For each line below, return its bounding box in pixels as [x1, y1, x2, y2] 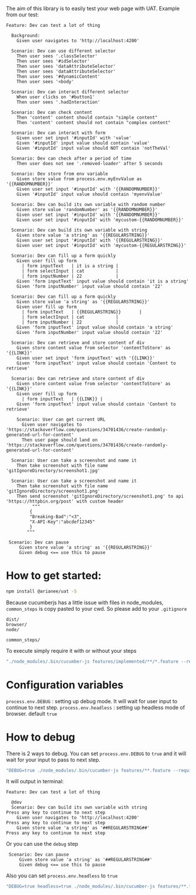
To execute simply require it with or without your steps [6, 647, 137, 654]
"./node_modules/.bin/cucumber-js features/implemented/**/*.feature [6, 658, 179, 665]
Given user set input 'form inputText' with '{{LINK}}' [16, 355, 156, 361]
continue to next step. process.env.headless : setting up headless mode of [6, 704, 185, 711]
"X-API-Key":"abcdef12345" [29, 519, 95, 525]
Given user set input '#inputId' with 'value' [16, 135, 132, 141]
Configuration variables [6, 678, 124, 691]
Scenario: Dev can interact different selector [11, 89, 129, 95]
